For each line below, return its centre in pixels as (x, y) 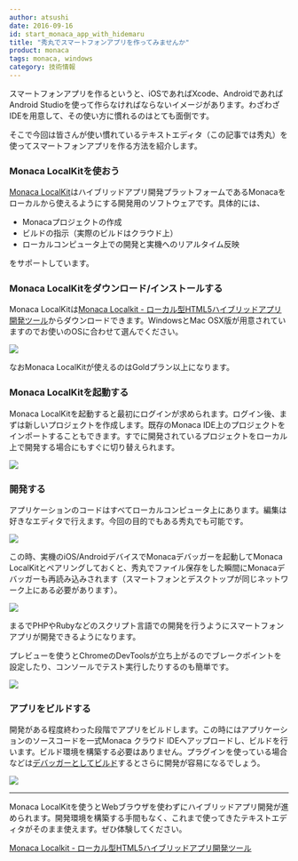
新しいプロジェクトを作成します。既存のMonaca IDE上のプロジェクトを (155, 424)
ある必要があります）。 (81, 590)
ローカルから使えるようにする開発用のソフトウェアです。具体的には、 (137, 203)
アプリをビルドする (50, 708)
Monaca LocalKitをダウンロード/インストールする (116, 288)
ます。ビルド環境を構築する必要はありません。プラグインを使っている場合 (152, 752)
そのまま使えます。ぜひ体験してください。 (110, 829)
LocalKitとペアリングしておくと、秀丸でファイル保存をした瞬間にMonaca (143, 568)
